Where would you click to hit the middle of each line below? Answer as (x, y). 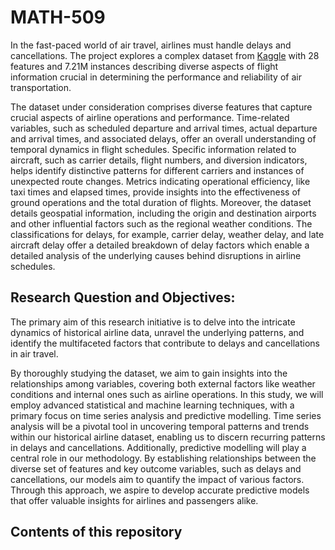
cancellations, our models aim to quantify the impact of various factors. (157, 479)
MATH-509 (58, 17)
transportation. (41, 87)
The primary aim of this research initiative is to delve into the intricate (153, 322)
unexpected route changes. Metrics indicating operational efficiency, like (160, 181)
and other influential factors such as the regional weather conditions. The (161, 223)
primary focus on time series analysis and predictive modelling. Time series (166, 415)
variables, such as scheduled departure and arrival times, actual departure (164, 128)
